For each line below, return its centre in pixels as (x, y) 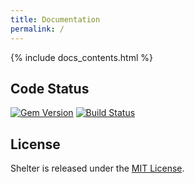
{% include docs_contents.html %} (81, 57)
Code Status (50, 88)
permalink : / (37, 29)
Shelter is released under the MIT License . (97, 168)
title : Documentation (55, 19)
